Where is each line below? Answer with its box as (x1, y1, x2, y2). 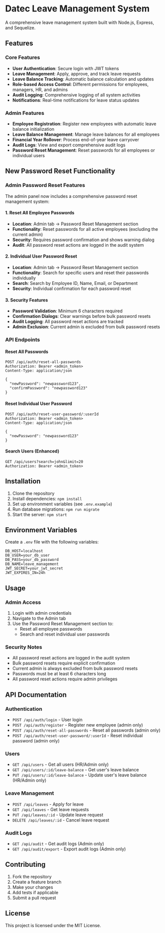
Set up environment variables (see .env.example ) (12, 501, 113, 507)
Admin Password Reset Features (5, 182, 85, 189)
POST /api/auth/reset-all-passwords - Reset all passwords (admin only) (12, 727, 161, 734)
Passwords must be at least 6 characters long (12, 671, 106, 677)
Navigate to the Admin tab (12, 615, 66, 622)
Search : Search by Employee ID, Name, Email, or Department (12, 280, 138, 286)
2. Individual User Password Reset (5, 253, 78, 259)
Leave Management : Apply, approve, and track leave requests (12, 71, 141, 77)
